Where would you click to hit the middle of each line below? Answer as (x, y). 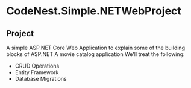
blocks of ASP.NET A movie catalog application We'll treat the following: (95, 54)
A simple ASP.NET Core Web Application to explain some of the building (96, 48)
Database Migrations (41, 79)
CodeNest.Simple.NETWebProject (94, 11)
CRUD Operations (37, 66)
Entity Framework (37, 72)
